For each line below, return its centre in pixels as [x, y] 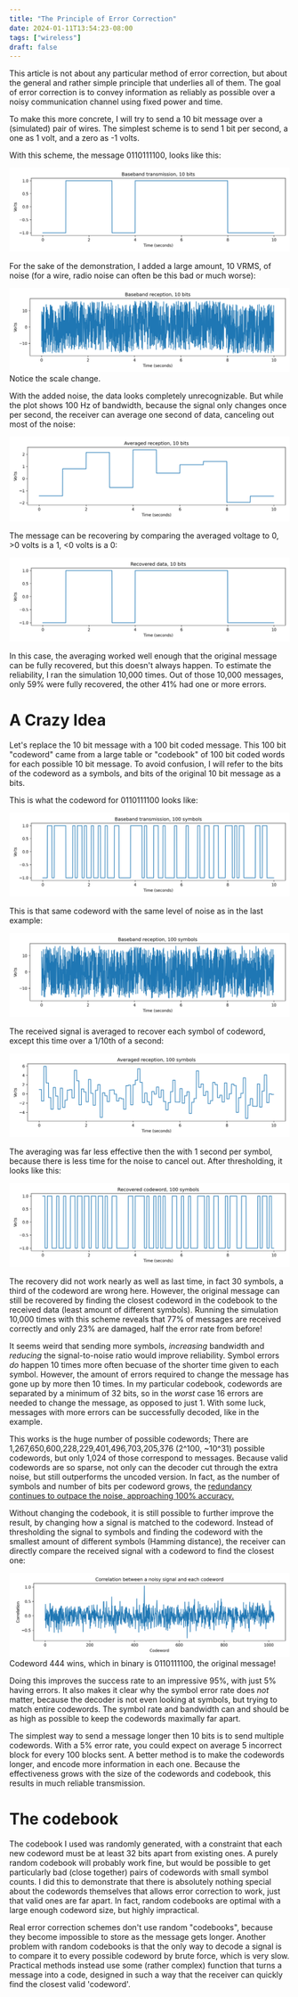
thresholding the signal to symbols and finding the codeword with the [136, 1532]
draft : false [33, 47]
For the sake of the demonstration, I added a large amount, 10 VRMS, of [140, 266]
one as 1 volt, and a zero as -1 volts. [74, 138]
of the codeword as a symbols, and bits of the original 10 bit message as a [145, 773]
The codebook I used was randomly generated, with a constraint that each [146, 1844]
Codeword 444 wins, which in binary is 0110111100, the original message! [143, 1664]
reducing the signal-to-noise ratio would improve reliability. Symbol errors [145, 1355]
